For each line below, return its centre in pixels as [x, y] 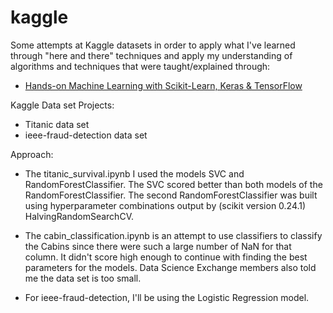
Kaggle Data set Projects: [62, 105]
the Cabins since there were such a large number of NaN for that [158, 246]
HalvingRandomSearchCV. [79, 216]
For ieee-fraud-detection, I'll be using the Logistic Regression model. [167, 297]
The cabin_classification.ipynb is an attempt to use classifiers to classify [173, 235]
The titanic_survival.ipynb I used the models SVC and [134, 173]
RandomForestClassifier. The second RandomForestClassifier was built [171, 195]
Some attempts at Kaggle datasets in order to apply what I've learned [153, 45]
